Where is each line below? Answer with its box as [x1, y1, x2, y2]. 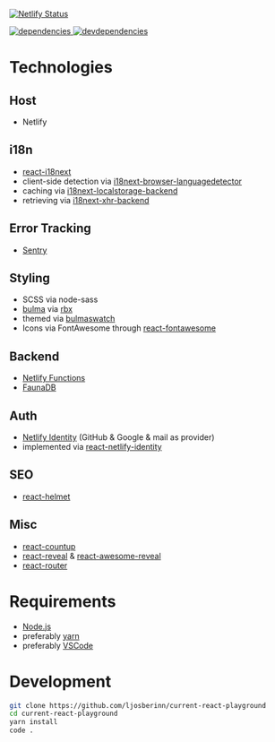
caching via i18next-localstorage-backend [21, 185, 178, 196]
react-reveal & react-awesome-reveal [21, 550, 161, 561]
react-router [21, 560, 68, 571]
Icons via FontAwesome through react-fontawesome [21, 323, 217, 333]
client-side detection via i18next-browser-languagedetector [21, 176, 243, 186]
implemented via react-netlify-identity [21, 442, 163, 453]
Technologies [9, 57, 114, 78]
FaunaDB [21, 382, 56, 393]
